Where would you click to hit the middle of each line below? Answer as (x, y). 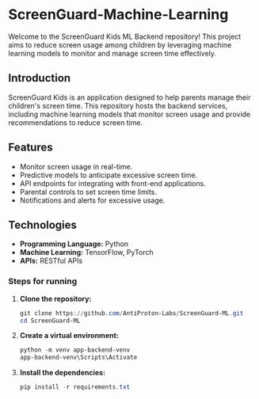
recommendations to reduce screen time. (76, 122)
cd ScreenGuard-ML (50, 321)
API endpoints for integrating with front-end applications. (112, 183)
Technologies (43, 224)
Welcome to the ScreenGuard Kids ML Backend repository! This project (125, 36)
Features (30, 148)
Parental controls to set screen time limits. (88, 192)
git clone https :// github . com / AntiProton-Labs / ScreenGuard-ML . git (131, 313)
